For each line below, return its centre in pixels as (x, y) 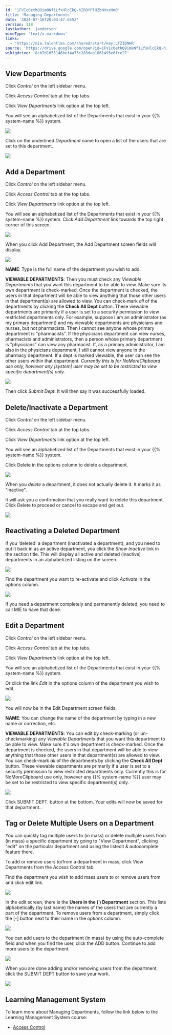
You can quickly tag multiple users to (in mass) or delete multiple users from (86, 836)
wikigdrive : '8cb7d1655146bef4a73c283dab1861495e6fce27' (67, 53)
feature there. (20, 852)
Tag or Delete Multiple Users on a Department (80, 823)
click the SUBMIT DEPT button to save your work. (58, 974)
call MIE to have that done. (33, 609)
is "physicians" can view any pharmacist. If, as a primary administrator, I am (85, 345)
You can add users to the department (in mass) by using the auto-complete (85, 938)
